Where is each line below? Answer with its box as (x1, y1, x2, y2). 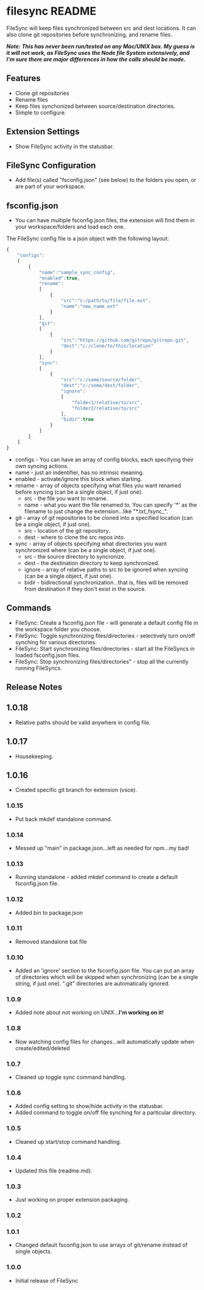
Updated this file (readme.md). (15, 1167, 93, 1174)
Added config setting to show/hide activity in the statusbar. (15, 1102, 164, 1110)
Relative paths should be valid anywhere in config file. (15, 718, 151, 726)
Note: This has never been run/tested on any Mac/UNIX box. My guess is (6, 43, 195, 50)
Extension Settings (6, 127, 80, 137)
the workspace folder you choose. (15, 625, 102, 633)
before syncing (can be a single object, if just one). (15, 488, 143, 496)
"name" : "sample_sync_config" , (38, 269, 116, 275)
